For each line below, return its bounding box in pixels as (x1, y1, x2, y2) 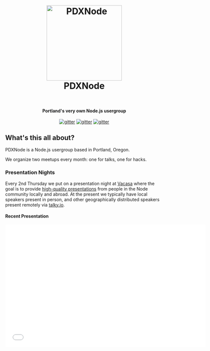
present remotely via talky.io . (5, 202, 65, 208)
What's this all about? (5, 133, 75, 142)
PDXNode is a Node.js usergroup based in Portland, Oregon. (5, 147, 130, 153)
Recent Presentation (5, 213, 49, 219)
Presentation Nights (5, 169, 55, 176)
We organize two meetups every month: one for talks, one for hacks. (5, 156, 147, 162)
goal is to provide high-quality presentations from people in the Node (5, 186, 148, 192)
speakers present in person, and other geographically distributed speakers (5, 196, 160, 203)
